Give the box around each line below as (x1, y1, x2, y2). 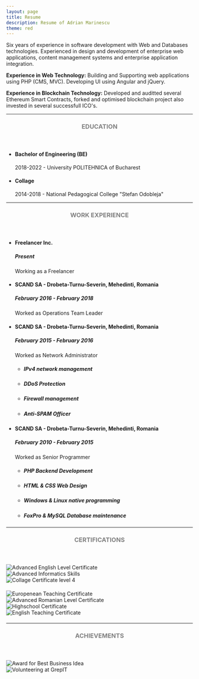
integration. (6, 60, 34, 68)
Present (14, 252, 35, 260)
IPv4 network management (23, 365, 93, 372)
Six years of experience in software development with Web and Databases (6, 41, 188, 49)
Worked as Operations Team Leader (14, 309, 103, 317)
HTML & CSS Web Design (23, 482, 88, 489)
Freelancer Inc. (14, 239, 53, 246)
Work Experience (70, 211, 129, 219)
